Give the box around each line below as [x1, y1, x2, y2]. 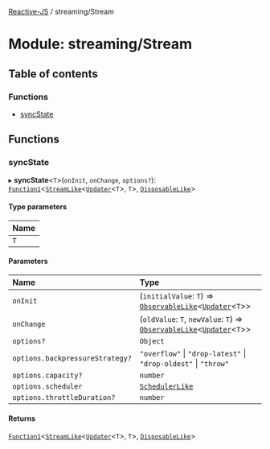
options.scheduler [12, 381, 83, 391]
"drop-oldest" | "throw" [139, 357, 229, 369]
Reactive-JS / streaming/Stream [8, 7, 115, 16]
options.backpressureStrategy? [12, 353, 133, 363]
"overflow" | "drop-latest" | [139, 348, 247, 359]
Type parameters [8, 202, 67, 212]
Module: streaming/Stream [8, 35, 193, 53]
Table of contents [8, 67, 98, 80]
